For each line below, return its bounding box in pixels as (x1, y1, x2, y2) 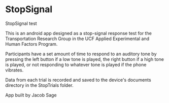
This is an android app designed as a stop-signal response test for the (5, 30, 152, 36)
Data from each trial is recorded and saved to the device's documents (5, 77, 151, 83)
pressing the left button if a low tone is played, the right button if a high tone (5, 56, 164, 62)
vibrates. (5, 67, 24, 73)
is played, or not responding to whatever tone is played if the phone (5, 61, 147, 67)
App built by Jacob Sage (5, 92, 57, 98)
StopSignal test (5, 20, 37, 26)
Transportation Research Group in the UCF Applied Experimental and (5, 36, 150, 42)
